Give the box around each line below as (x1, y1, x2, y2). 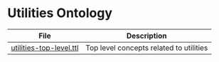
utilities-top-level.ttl (11, 43, 79, 53)
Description (126, 31, 167, 41)
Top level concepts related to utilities (85, 43, 208, 53)
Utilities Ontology (7, 5, 112, 21)
